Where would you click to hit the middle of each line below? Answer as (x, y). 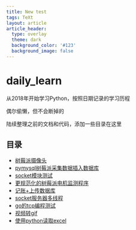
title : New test (26, 12)
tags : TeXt (20, 17)
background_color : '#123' (44, 46)
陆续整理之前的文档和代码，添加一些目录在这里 (64, 123)
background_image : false (43, 51)
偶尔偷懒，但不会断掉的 (35, 111)
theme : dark (27, 40)
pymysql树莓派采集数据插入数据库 (57, 168)
